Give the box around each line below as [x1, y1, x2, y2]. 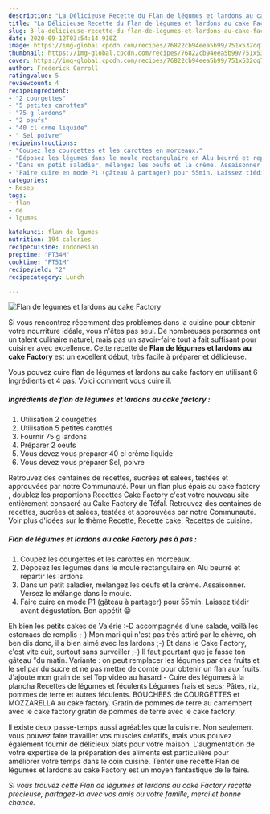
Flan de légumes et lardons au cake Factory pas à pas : [8, 534, 197, 544]
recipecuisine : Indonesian [8, 243, 99, 252]
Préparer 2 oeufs [19, 440, 76, 450]
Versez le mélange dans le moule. [19, 589, 133, 598]
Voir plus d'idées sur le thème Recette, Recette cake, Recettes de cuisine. [8, 516, 252, 525]
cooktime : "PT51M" [8, 258, 70, 266]
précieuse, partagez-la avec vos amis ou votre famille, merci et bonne [8, 789, 241, 799]
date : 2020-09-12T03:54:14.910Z [8, 34, 117, 43]
